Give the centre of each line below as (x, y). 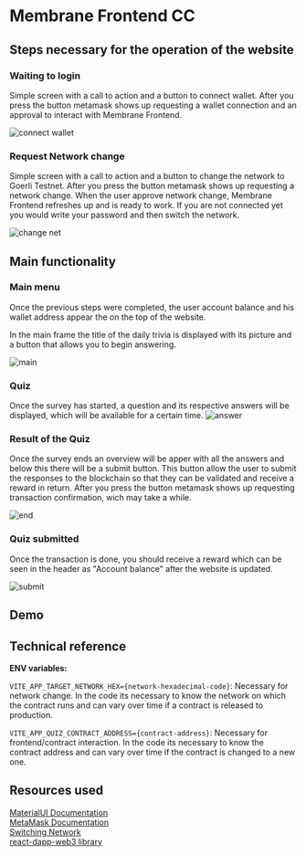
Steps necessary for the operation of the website (152, 50)
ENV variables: (38, 668)
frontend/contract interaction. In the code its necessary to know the (137, 742)
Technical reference (68, 646)
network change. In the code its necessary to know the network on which (148, 695)
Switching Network (46, 831)
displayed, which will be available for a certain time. (106, 416)
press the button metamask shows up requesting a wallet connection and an (153, 105)
